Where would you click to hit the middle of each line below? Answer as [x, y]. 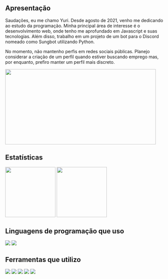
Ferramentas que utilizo [43, 260]
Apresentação [28, 8]
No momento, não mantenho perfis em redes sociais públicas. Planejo [77, 51]
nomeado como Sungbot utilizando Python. [50, 42]
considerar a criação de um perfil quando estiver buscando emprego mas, [82, 57]
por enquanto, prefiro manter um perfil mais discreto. [60, 62]
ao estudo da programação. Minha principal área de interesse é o [73, 26]
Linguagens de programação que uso [65, 231]
